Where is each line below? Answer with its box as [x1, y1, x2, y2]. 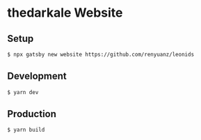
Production [7, 108, 57, 120]
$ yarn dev [7, 88, 39, 95]
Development [7, 70, 67, 82]
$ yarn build [7, 127, 45, 134]
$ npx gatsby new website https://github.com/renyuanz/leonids [7, 51, 195, 58]
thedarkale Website [7, 5, 123, 21]
